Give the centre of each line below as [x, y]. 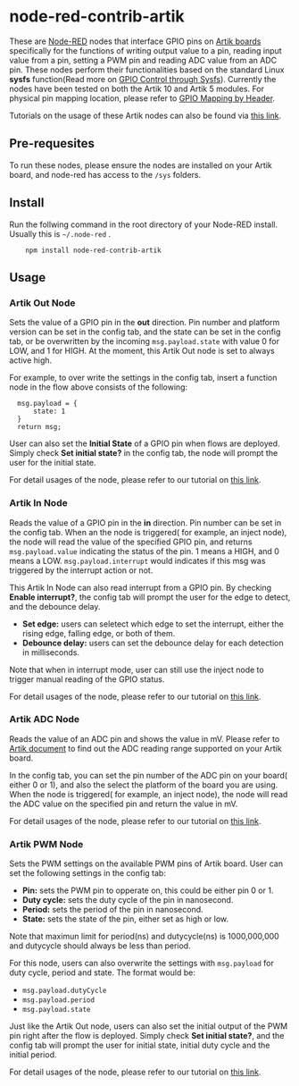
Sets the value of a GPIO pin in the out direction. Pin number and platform [145, 323]
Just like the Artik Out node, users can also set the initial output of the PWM [149, 1026]
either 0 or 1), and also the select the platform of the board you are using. [144, 785]
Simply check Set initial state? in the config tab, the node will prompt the [144, 453]
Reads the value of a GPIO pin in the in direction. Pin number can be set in [145, 522]
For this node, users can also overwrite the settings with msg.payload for [141, 964]
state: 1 [49, 412]
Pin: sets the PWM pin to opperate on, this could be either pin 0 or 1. [148, 890]
